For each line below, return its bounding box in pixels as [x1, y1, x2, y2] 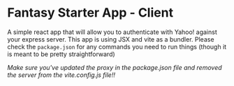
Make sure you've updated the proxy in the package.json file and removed [7, 63, 222, 71]
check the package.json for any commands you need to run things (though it [7, 42, 227, 51]
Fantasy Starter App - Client [7, 5, 173, 21]
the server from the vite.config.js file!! [7, 71, 115, 79]
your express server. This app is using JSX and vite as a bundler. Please [7, 35, 214, 43]
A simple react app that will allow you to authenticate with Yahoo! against [7, 28, 218, 36]
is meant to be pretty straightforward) [7, 50, 115, 58]
